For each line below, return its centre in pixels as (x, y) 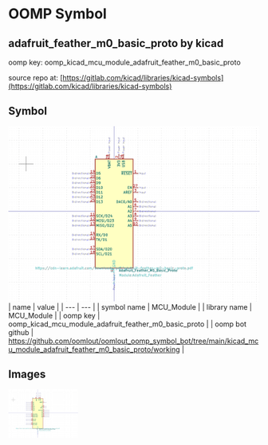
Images (27, 375)
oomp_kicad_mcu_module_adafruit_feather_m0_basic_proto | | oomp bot (128, 324)
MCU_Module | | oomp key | (54, 315)
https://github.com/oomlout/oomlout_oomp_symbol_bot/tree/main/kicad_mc (134, 341)
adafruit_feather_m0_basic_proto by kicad (116, 43)
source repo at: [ (35, 78)
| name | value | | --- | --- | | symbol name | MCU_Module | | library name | (130, 306)
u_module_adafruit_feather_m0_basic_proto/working (94, 349)
